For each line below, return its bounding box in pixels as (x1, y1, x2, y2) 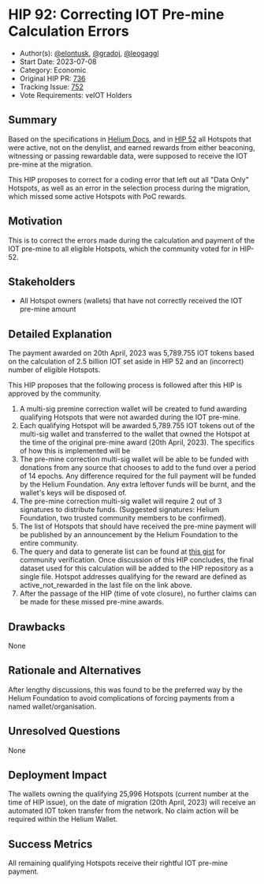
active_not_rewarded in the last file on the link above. (19, 581, 193, 590)
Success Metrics (8, 837, 93, 851)
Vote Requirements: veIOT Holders (19, 90, 132, 100)
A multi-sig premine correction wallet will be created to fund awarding (19, 404, 247, 414)
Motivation (8, 215, 63, 228)
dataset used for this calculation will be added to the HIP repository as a (19, 563, 254, 574)
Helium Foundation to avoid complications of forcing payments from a (8, 693, 235, 702)
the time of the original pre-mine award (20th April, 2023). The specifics (19, 438, 255, 447)
